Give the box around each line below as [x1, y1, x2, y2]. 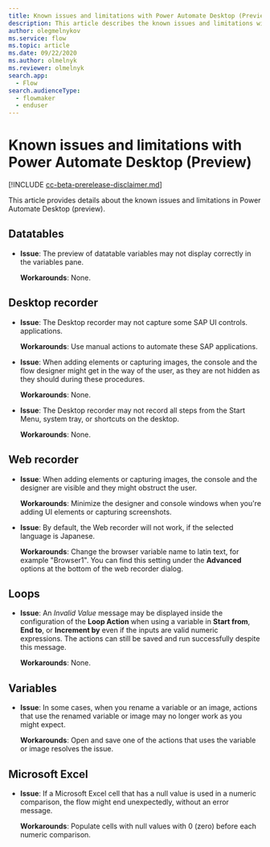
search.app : [8, 72, 48, 80]
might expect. [19, 720, 66, 730]
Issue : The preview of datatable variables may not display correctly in [19, 249, 252, 258]
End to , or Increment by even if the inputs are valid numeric [19, 625, 219, 635]
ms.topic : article [8, 42, 70, 50]
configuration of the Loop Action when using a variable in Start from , [19, 617, 251, 627]
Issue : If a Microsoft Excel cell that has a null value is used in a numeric [19, 788, 257, 798]
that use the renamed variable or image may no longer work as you [19, 711, 243, 721]
